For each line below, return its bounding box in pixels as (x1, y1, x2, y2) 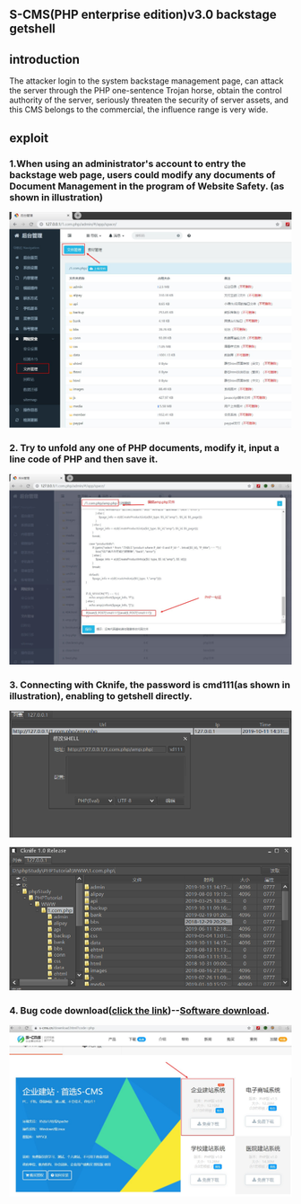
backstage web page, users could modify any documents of (9, 168, 276, 181)
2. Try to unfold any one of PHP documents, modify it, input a (9, 442, 279, 455)
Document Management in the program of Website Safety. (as (9, 180, 285, 192)
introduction (9, 51, 81, 66)
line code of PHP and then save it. (9, 453, 159, 465)
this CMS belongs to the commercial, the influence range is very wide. (9, 104, 269, 115)
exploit (9, 130, 49, 146)
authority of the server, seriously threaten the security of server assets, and (9, 94, 289, 106)
